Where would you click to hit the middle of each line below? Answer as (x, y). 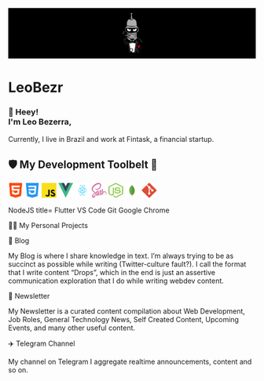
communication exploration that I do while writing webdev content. (116, 281)
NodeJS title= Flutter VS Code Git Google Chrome (89, 210)
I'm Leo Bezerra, (40, 122)
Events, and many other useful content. (72, 328)
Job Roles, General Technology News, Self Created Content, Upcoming (124, 320)
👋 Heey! (24, 112)
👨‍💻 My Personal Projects (48, 226)
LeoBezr (36, 87)
